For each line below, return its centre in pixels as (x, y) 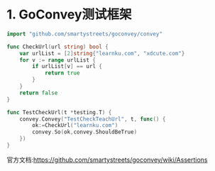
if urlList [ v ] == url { (67, 67)
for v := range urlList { (58, 60)
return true (62, 73)
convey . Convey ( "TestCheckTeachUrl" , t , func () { (93, 119)
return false (39, 93)
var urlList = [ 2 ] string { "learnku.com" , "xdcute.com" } (102, 53)
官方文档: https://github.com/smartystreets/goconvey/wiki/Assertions (107, 160)
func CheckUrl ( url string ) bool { (58, 47)
